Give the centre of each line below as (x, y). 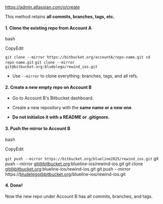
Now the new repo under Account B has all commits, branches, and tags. (79, 196)
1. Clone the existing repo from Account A (48, 28)
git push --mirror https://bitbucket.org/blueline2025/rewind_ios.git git (82, 158)
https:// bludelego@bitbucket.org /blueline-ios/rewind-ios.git (66, 174)
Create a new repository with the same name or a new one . (72, 108)
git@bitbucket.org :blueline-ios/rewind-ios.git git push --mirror (68, 169)
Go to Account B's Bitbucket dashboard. (53, 98)
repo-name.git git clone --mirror (40, 63)
